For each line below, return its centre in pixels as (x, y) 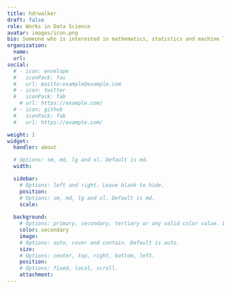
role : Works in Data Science (49, 26)
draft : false (26, 20)
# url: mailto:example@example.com (67, 84)
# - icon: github (38, 109)
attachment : (36, 275)
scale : (29, 204)
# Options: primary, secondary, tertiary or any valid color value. (120, 224)
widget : (18, 141)
